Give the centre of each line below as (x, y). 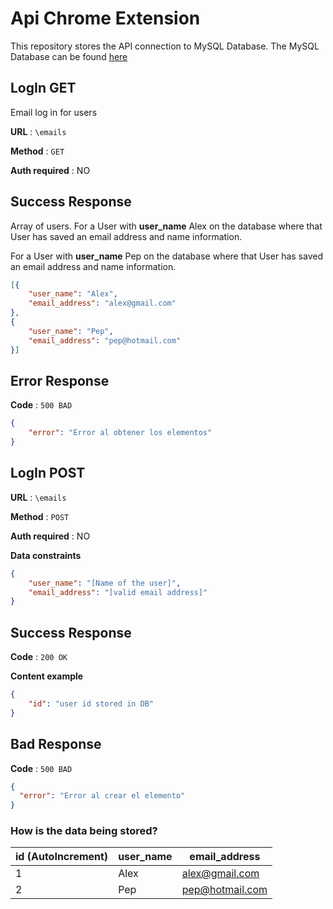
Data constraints (46, 555)
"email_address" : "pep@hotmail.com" (105, 340)
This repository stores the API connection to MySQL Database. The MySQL (165, 46)
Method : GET (37, 151)
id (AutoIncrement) (62, 857)
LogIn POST (48, 473)
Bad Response (56, 744)
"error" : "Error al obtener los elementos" (120, 433)
